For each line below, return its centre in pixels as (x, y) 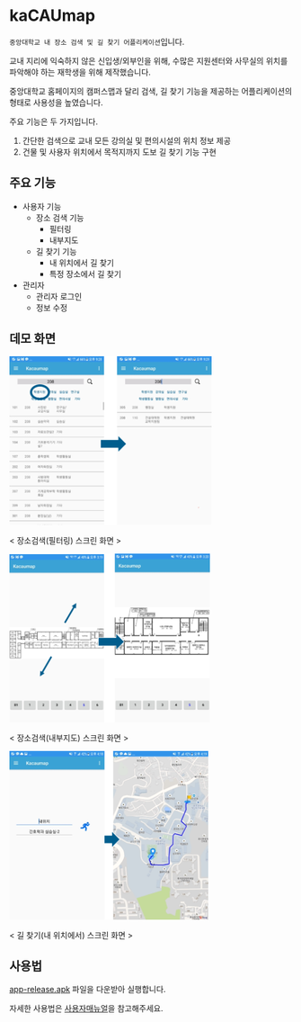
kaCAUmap (53, 16)
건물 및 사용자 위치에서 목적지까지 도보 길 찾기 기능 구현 (120, 152)
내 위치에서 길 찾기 (82, 263)
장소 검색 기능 (60, 218)
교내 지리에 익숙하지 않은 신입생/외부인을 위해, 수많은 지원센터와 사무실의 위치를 (149, 60)
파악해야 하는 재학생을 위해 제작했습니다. (80, 72)
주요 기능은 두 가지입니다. (54, 121)
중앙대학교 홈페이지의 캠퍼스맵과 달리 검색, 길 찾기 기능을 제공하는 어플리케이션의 (151, 91)
